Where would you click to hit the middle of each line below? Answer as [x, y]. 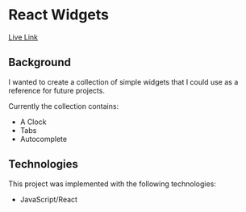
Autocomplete [43, 139]
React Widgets [59, 15]
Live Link [23, 37]
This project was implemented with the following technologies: [112, 184]
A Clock [33, 122]
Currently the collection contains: [64, 106]
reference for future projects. [56, 90]
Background [40, 62]
